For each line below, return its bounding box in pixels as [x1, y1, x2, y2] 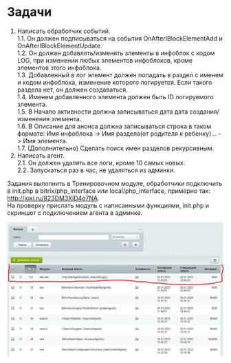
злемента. [16, 100, 47, 108]
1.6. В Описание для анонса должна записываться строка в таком [16, 122, 212, 130]
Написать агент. [16, 151, 65, 159]
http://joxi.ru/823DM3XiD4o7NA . [7, 194, 100, 202]
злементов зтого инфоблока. [16, 63, 102, 72]
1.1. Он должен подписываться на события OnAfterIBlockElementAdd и [16, 34, 223, 42]
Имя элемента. [23, 136, 67, 145]
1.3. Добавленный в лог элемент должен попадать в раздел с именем [16, 70, 223, 79]
